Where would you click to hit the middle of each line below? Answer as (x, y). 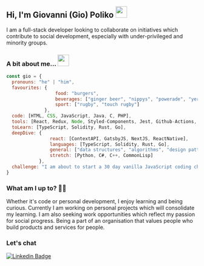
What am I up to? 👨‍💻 (36, 188)
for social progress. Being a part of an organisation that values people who (100, 221)
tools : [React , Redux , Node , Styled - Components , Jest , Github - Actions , (104, 122)
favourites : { (29, 88)
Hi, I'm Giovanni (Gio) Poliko (60, 15)
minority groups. (27, 43)
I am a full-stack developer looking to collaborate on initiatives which (92, 30)
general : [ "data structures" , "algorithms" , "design (118, 150)
